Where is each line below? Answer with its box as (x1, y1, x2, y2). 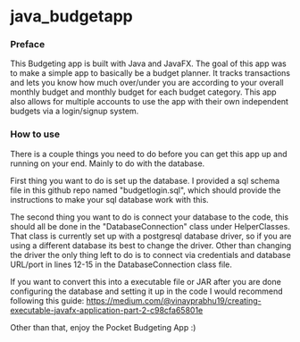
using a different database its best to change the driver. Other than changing (10, 239, 292, 251)
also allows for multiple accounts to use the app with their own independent (10, 96, 289, 107)
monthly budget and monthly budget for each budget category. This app (10, 87, 277, 97)
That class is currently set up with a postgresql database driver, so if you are (10, 230, 292, 241)
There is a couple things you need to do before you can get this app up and (10, 148, 288, 159)
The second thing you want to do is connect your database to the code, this (10, 212, 289, 222)
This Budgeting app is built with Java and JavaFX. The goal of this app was (10, 58, 287, 69)
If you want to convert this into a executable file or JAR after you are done (10, 276, 282, 287)
